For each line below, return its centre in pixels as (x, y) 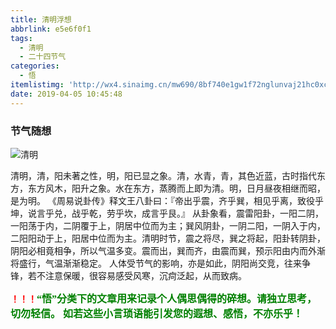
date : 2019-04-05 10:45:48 (66, 94)
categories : (35, 66)
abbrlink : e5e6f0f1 (51, 29)
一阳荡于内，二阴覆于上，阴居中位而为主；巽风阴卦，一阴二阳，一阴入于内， (168, 225)
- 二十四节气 (43, 57)
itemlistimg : (37, 85)
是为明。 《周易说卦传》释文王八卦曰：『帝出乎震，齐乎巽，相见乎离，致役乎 (167, 200)
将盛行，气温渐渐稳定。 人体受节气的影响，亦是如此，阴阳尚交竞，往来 (156, 263)
